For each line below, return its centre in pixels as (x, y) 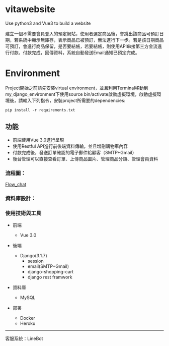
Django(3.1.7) (34, 256)
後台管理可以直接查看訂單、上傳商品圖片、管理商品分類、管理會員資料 (85, 159)
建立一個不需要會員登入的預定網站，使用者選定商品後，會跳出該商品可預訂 (82, 33)
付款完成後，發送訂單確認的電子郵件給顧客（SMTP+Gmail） (74, 152)
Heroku (28, 323)
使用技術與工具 (23, 213)
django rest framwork (50, 277)
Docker (27, 318)
